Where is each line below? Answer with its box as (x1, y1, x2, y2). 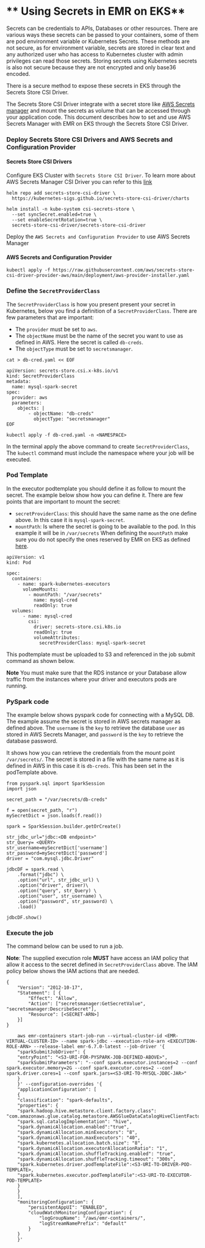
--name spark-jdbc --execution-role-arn (60, 1038, 165, 1045)
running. (6, 682, 27, 689)
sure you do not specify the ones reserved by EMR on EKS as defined (15, 535, 190, 543)
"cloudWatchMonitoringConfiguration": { (28, 1210, 132, 1216)
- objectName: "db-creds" (28, 410, 95, 417)
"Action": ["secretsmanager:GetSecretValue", (28, 1000, 146, 1007)
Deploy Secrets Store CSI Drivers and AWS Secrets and (6, 135, 173, 143)
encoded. (6, 70, 31, 77)
